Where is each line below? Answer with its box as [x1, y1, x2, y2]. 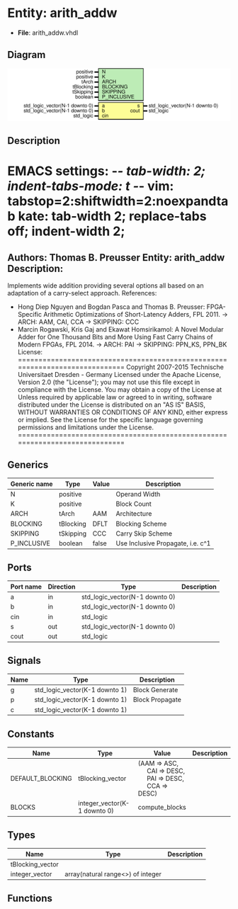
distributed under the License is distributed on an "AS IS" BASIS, [17, 400, 206, 409]
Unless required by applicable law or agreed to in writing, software [17, 393, 212, 402]
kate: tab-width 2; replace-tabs [18, 208, 207, 225]
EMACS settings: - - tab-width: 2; [7, 163, 206, 179]
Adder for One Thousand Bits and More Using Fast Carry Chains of [17, 333, 214, 341]
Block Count [115, 499, 152, 508]
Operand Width [115, 490, 161, 498]
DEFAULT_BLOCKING [10, 774, 72, 782]
